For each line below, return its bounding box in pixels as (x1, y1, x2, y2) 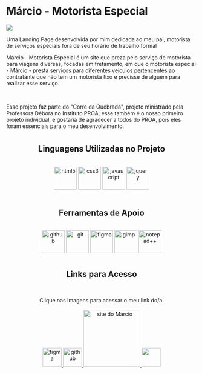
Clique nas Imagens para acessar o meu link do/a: (39, 296, 165, 304)
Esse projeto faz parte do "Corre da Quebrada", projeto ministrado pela (6, 103, 184, 110)
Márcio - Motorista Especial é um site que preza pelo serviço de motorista (6, 53, 191, 61)
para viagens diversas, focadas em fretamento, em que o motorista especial (6, 60, 197, 67)
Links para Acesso (66, 269, 137, 279)
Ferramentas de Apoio (59, 207, 145, 218)
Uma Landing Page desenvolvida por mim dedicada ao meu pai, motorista (6, 35, 191, 43)
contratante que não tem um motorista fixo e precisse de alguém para (6, 73, 180, 80)
